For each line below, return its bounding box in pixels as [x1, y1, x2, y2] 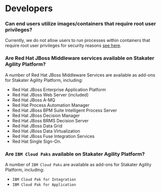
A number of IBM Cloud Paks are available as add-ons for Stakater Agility [5, 162, 152, 168]
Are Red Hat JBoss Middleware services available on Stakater [5, 55, 155, 61]
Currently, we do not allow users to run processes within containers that [5, 38, 150, 43]
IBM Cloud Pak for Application [12, 182, 76, 188]
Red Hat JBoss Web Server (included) [12, 92, 89, 97]
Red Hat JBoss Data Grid [12, 123, 63, 129]
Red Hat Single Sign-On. [12, 138, 62, 144]
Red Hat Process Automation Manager [12, 102, 90, 108]
